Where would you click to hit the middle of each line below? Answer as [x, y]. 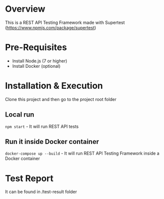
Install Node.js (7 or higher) [40, 61]
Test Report [29, 178]
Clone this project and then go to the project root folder [61, 99]
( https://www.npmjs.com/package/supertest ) [51, 27]
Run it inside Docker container [52, 142]
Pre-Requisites [36, 48]
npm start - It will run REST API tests [42, 126]
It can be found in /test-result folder [41, 192]
